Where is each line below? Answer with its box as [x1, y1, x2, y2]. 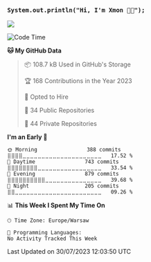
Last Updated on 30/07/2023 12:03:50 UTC [7, 247, 132, 256]
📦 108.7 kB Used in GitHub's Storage [24, 60, 132, 68]
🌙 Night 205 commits [7, 183, 119, 189]
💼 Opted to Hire [24, 93, 69, 101]
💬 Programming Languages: [7, 230, 82, 236]
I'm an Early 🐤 [7, 133, 48, 141]
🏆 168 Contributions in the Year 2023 [24, 77, 133, 85]
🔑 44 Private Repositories [24, 120, 97, 128]
